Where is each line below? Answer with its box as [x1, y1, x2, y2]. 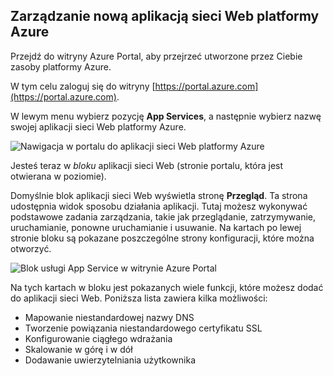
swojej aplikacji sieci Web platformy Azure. [10, 120, 187, 133]
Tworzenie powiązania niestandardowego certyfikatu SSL [24, 322, 263, 334]
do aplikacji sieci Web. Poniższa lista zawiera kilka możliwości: [10, 292, 268, 304]
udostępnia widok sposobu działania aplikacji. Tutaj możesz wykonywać [10, 200, 308, 212]
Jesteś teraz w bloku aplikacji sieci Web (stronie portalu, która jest [10, 159, 284, 171]
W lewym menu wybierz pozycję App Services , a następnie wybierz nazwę [10, 110, 322, 122]
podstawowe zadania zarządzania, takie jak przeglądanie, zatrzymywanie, [10, 210, 316, 223]
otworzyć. [10, 242, 52, 254]
